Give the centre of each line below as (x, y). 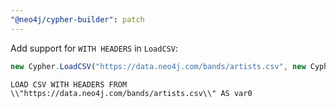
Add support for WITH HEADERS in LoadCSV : (94, 48)
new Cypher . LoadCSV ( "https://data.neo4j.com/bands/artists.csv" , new (158, 66)
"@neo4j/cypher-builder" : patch (77, 19)
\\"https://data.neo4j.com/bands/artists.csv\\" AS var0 (131, 93)
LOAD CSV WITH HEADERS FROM (69, 84)
